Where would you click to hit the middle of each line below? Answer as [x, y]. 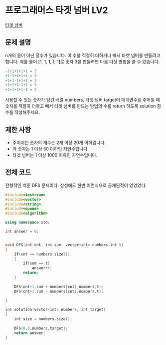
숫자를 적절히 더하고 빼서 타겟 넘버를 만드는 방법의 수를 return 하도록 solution [81, 106]
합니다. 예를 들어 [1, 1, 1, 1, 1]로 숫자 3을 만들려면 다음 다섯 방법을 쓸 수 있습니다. [83, 61]
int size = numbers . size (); [43, 319]
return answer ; [30, 333]
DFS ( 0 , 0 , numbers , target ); [41, 328]
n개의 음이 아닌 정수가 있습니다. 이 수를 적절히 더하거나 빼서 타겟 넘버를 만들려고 [83, 55]
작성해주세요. [27, 112]
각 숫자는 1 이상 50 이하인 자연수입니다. [50, 148]
